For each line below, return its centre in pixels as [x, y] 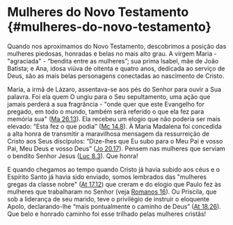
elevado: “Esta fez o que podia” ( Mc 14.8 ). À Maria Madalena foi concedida [115, 126]
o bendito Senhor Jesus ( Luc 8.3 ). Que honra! [73, 156]
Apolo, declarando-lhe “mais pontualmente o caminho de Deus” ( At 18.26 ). [114, 206]
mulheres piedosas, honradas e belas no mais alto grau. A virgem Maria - [112, 54]
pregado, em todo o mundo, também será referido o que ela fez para [106, 111]
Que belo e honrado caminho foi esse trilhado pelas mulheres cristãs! [107, 214]
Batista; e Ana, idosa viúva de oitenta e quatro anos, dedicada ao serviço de [116, 68]
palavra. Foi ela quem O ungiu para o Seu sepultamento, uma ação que [109, 96]
